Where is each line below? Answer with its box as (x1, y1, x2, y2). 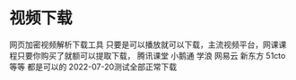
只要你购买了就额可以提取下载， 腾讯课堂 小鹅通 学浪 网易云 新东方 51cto (16, 50, 286, 60)
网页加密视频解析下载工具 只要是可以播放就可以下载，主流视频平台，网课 (9, 39, 279, 50)
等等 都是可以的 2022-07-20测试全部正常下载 (9, 61, 178, 72)
